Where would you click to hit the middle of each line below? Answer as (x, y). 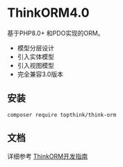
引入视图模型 (35, 65)
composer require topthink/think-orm (62, 115)
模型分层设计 (35, 48)
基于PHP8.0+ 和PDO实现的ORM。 (56, 33)
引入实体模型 (35, 57)
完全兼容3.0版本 (40, 74)
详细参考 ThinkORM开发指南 (48, 156)
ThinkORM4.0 (48, 13)
